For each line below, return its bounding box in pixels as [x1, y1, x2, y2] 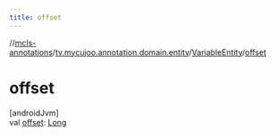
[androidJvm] [9, 108, 60, 118]
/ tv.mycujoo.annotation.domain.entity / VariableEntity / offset [52, 46, 267, 58]
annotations [9, 46, 54, 58]
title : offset [9, 12, 63, 22]
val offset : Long [9, 116, 67, 127]
